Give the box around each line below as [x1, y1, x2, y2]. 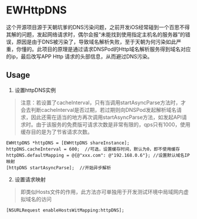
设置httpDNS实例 [14, 86, 56, 94]
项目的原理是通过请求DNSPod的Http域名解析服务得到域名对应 [42, 45, 191, 53]
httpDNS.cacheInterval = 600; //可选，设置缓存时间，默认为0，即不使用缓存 [6, 146, 181, 152]
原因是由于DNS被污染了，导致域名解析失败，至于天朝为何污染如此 [16, 38, 176, 45]
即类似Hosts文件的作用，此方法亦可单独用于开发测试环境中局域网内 [20, 188, 184, 195]
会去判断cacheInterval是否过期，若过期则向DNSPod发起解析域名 [20, 106, 177, 113]
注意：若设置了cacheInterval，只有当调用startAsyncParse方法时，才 [20, 99, 186, 106]
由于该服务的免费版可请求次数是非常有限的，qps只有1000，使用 [36, 121, 191, 128]
